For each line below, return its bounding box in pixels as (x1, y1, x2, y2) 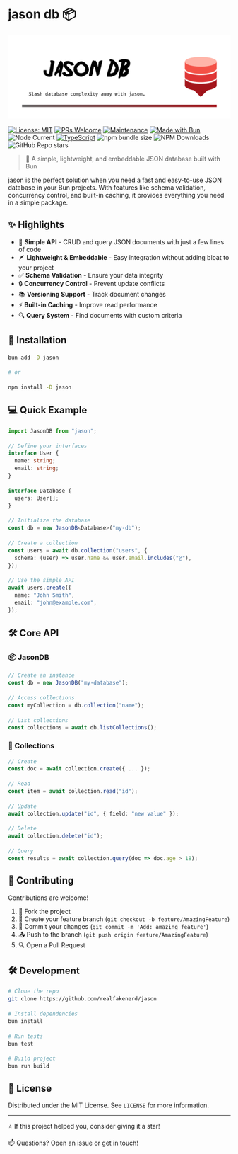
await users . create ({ (8, 584, 72, 592)
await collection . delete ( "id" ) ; (8, 833, 103, 840)
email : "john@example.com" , (14, 599, 97, 606)
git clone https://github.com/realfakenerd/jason (8, 995, 157, 1002)
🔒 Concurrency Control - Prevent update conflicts (18, 279, 165, 287)
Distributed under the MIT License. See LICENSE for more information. (8, 1101, 209, 1109)
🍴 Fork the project (18, 907, 71, 915)
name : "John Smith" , (14, 592, 75, 599)
